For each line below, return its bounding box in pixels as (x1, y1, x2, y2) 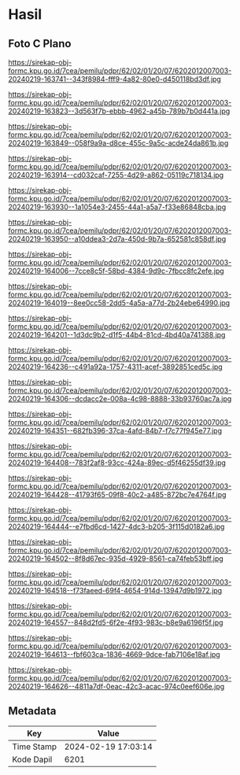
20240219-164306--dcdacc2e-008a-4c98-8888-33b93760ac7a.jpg (8, 394, 232, 403)
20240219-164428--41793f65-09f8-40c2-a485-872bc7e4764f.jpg (8, 490, 227, 499)
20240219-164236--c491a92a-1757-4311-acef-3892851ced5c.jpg (8, 362, 223, 371)
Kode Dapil (12, 754, 53, 765)
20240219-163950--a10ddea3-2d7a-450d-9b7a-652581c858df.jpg (8, 234, 227, 243)
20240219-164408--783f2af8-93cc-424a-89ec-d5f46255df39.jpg (8, 458, 227, 467)
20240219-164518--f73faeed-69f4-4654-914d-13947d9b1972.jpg (8, 586, 223, 595)
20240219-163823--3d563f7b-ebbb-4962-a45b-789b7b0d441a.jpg (8, 106, 231, 116)
